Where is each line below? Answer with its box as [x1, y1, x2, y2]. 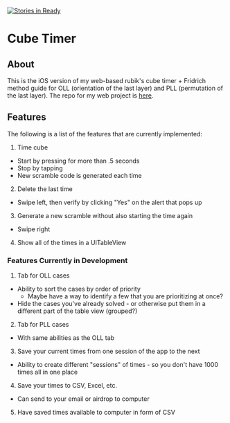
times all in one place [17, 368, 78, 377]
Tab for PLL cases [17, 321, 69, 329]
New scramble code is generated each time [17, 171, 142, 179]
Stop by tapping [17, 163, 64, 172]
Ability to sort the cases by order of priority [17, 285, 141, 294]
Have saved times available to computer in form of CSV [17, 408, 175, 417]
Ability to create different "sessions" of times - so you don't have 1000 [17, 361, 218, 369]
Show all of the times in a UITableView [17, 238, 127, 246]
